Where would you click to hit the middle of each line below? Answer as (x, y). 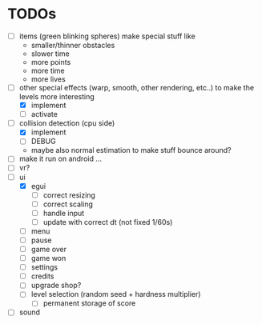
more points (51, 62)
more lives (48, 79)
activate (44, 114)
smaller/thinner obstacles (73, 45)
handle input (64, 213)
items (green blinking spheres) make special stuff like (107, 36)
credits (42, 276)
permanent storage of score (89, 303)
